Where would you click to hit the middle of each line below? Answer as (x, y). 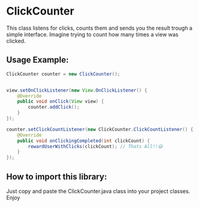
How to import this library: (57, 176)
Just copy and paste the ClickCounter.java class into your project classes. (98, 191)
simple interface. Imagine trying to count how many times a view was (93, 34)
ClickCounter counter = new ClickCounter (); (63, 74)
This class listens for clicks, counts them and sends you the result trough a (99, 28)
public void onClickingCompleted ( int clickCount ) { (83, 141)
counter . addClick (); (54, 107)
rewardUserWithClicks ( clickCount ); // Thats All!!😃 (96, 146)
